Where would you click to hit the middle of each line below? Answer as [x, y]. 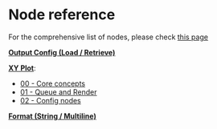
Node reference [62, 15]
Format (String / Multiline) [52, 116]
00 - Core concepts [53, 83]
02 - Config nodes [51, 100]
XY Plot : [22, 68]
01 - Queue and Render [59, 92]
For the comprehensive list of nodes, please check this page [108, 37]
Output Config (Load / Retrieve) [62, 52]
